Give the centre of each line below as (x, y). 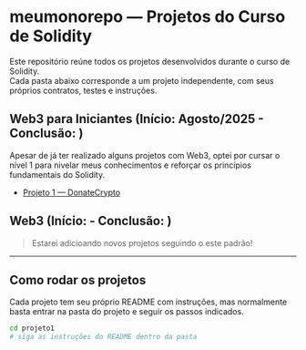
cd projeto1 (32, 329)
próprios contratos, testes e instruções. (83, 90)
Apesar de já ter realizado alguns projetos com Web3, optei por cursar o (145, 155)
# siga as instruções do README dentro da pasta (103, 337)
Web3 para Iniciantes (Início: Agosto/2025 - (137, 119)
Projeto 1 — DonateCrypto (71, 192)
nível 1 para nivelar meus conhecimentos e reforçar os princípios (131, 165)
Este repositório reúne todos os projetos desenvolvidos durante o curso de (150, 61)
